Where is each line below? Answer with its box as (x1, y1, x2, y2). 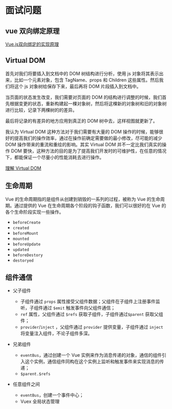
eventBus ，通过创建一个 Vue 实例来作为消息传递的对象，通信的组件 (20, 352, 162, 358)
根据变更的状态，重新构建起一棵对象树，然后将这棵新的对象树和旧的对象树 (9, 100, 167, 106)
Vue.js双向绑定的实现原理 (5, 41, 59, 47)
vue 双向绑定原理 (5, 27, 60, 35)
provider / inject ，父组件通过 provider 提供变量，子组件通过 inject (20, 324, 163, 330)
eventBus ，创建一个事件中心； (20, 392, 84, 398)
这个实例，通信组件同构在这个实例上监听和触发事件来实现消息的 (25, 358, 160, 365)
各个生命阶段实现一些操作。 (5, 209, 64, 215)
